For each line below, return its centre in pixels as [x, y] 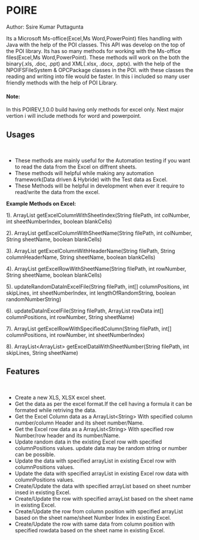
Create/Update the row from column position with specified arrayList [99, 511]
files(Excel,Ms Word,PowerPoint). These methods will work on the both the [98, 57]
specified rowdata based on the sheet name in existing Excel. [90, 530]
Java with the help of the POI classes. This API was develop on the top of [96, 45]
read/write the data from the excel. [57, 192]
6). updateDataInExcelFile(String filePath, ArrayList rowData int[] [85, 311]
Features [23, 372]
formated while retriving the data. [56, 410]
